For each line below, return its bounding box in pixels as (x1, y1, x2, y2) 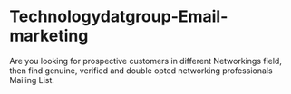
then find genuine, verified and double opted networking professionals (9, 65, 274, 76)
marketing (9, 25, 89, 46)
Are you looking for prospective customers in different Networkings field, (9, 55, 283, 66)
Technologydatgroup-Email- (9, 6, 228, 27)
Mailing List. (9, 74, 54, 85)
